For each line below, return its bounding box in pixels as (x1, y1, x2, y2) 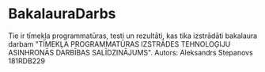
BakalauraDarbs (8, 5, 116, 23)
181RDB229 (8, 56, 46, 66)
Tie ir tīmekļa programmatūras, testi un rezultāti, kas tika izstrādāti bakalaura (8, 31, 258, 40)
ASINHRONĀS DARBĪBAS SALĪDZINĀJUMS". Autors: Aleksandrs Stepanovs (8, 47, 253, 57)
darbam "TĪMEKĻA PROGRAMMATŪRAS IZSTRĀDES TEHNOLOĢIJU (8, 39, 231, 48)
